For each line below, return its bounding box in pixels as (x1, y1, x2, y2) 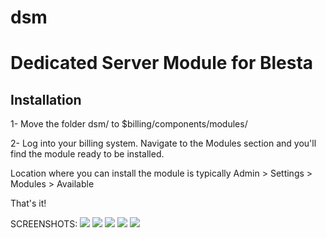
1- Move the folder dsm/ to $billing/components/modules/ (10, 118, 248, 130)
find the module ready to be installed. (10, 148, 165, 160)
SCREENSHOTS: (10, 218, 78, 230)
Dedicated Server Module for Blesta (10, 52, 314, 75)
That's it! (10, 197, 47, 210)
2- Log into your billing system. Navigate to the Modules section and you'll (10, 137, 317, 150)
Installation (10, 91, 82, 108)
